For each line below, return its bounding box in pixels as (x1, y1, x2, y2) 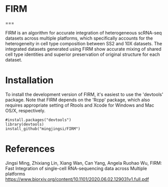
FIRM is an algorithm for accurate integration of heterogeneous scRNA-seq (5, 29, 162, 36)
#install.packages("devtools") (5, 117, 72, 122)
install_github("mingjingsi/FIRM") (5, 126, 81, 131)
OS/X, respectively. (5, 107, 46, 113)
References (5, 143, 55, 155)
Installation (5, 75, 54, 86)
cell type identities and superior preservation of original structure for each (5, 51, 160, 57)
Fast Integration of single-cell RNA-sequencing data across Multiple (5, 165, 147, 171)
